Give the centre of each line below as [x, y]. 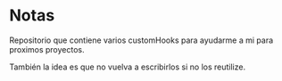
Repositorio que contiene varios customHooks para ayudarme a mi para [141, 40]
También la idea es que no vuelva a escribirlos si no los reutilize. [128, 67]
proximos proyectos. [47, 49]
